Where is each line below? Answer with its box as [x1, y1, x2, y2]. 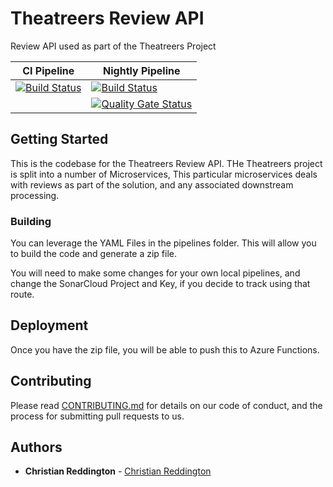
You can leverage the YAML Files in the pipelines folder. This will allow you [10, 237, 317, 249]
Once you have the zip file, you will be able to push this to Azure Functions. [10, 343, 320, 356]
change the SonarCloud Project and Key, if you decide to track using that [10, 278, 311, 290]
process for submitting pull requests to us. [10, 410, 185, 422]
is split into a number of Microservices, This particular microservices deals [10, 168, 318, 180]
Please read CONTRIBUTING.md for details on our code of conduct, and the [10, 399, 323, 411]
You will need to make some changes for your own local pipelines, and [10, 267, 301, 279]
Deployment [10, 317, 89, 334]
